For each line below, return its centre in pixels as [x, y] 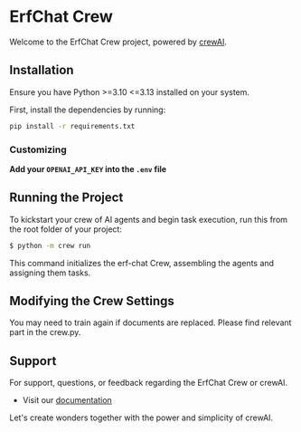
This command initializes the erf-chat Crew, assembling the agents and [141, 263]
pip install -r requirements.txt [72, 126]
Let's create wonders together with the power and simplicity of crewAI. [141, 418]
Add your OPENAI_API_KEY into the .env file [88, 168]
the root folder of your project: [66, 229]
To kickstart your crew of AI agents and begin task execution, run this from [148, 219]
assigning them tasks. [50, 273]
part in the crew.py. [45, 332]
